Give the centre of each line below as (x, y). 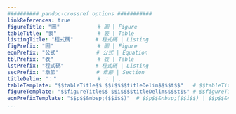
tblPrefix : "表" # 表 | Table (71, 59)
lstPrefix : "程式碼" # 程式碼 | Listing (78, 66)
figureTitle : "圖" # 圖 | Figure (72, 27)
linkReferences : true (39, 20)
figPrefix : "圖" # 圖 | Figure (72, 46)
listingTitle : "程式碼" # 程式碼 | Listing (78, 40)
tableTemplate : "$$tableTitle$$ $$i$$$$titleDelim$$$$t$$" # (102, 85)
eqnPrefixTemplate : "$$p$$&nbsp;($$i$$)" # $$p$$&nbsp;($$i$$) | (106, 99)
